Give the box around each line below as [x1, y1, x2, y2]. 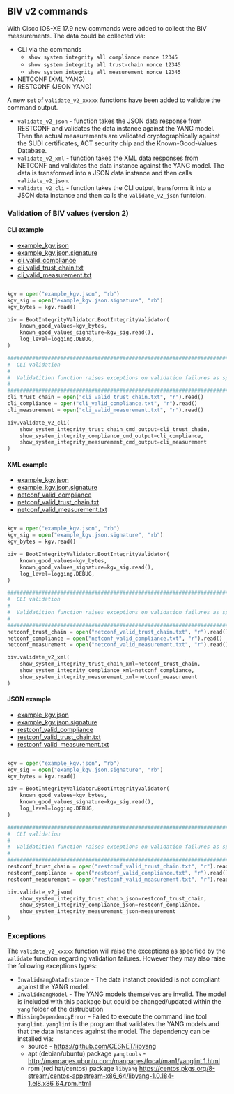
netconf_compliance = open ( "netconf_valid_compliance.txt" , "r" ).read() [7, 635, 223, 642]
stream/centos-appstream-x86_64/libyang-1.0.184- [27, 1072, 175, 1080]
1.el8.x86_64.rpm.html [27, 1079, 91, 1088]
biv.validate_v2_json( [7, 889, 73, 896]
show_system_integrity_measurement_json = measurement [19, 908, 176, 915]
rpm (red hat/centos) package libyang [27, 1065, 138, 1073]
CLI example [7, 226, 44, 234]
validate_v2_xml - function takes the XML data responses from [17, 154, 198, 162]
